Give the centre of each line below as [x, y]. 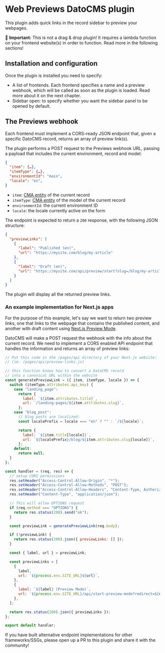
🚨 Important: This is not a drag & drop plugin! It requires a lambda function [81, 38]
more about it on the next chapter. [46, 95]
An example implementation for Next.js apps [59, 307]
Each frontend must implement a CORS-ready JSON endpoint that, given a [81, 133]
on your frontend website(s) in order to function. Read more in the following [82, 42]
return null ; [31, 453]
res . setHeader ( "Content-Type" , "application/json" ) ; [65, 495]
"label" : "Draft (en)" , [42, 267]
